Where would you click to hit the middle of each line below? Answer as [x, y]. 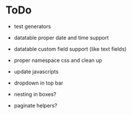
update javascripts [36, 71]
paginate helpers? [36, 105]
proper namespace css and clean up [58, 60]
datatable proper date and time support [61, 37]
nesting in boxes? [35, 94]
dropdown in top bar [39, 83]
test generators [32, 26]
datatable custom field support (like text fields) [70, 49]
